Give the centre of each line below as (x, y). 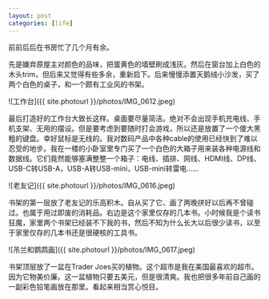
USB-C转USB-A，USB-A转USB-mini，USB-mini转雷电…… (104, 168)
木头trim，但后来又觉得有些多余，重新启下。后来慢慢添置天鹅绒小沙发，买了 (134, 74)
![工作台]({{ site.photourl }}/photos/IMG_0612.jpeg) (92, 101)
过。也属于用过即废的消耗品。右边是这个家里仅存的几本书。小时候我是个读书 (134, 212)
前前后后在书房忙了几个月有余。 (61, 47)
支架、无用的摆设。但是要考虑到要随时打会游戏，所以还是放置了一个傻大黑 (138, 128)
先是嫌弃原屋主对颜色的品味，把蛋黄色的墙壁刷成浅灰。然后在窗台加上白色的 (134, 64)
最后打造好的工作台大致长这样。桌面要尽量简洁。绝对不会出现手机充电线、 (131, 118)
